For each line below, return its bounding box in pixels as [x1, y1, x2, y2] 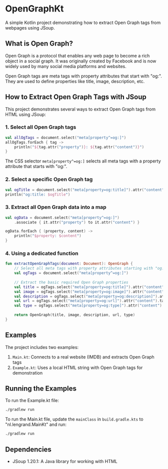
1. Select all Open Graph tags [5, 123, 76, 130]
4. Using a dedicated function [5, 250, 78, 256]
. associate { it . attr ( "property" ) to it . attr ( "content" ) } [14, 219, 140, 225]
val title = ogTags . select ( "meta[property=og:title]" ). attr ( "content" [14, 284, 164, 289]
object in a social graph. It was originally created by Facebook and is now [5, 58, 156, 64]
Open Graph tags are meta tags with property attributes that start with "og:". [5, 73, 162, 79]
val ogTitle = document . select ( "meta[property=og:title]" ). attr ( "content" [5, 187, 164, 192]
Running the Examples [5, 384, 76, 392]
